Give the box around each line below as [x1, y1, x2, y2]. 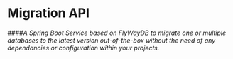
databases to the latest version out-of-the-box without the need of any [7, 36, 216, 44]
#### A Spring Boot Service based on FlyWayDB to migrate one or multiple [7, 28, 227, 37]
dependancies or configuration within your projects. [7, 43, 160, 52]
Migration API [7, 5, 90, 21]
